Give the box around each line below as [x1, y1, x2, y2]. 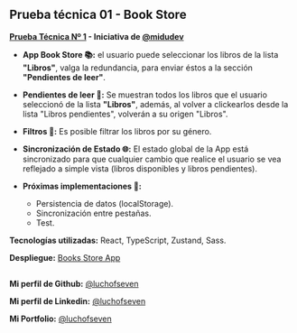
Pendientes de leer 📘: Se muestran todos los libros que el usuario [22, 89, 268, 100]
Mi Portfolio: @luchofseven [9, 313, 113, 324]
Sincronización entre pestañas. [35, 208, 152, 218]
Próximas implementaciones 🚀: [22, 180, 142, 191]
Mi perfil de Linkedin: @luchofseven [9, 296, 146, 307]
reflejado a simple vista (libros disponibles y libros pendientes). [22, 162, 257, 174]
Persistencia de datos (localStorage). [35, 198, 174, 208]
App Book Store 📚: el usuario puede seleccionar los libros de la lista [22, 49, 279, 60]
